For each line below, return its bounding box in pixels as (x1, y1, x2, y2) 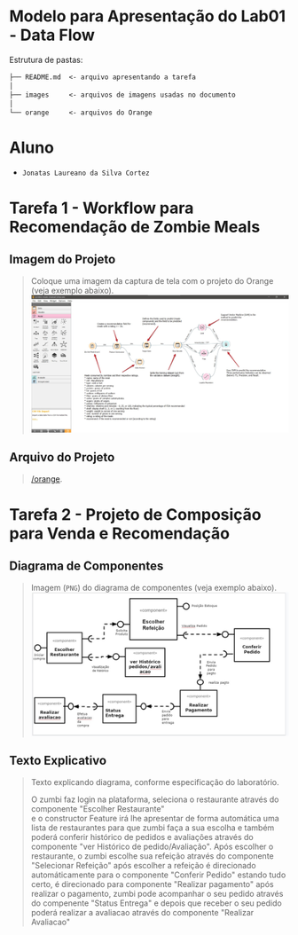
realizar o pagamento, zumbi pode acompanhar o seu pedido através (30, 888, 284, 899)
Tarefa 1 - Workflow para (9, 198, 194, 218)
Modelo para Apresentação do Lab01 (9, 6, 286, 27)
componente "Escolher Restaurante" (30, 803, 165, 813)
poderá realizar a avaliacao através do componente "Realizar (30, 907, 255, 917)
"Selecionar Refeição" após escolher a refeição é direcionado (30, 860, 257, 870)
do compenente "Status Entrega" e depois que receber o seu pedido (30, 898, 282, 908)
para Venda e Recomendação (9, 523, 231, 543)
